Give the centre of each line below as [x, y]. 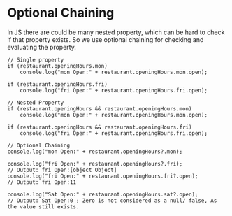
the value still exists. [43, 207]
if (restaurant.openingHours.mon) [58, 66]
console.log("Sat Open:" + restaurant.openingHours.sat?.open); [103, 194]
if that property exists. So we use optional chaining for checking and [106, 39]
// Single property [36, 60]
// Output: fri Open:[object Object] [62, 170]
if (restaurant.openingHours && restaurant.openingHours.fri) [100, 127]
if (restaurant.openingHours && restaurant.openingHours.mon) [100, 109]
